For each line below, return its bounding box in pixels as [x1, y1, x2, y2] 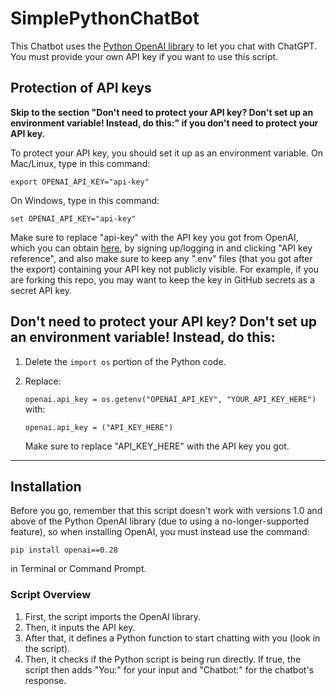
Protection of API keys [10, 80, 152, 97]
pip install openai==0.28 [10, 545, 118, 556]
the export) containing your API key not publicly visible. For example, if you [10, 263, 319, 275]
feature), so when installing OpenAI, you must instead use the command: [10, 526, 310, 538]
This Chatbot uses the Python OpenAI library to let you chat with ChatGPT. [10, 40, 318, 52]
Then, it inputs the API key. [24, 621, 136, 633]
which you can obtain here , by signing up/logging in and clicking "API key [10, 242, 313, 254]
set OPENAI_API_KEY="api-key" [10, 213, 137, 224]
